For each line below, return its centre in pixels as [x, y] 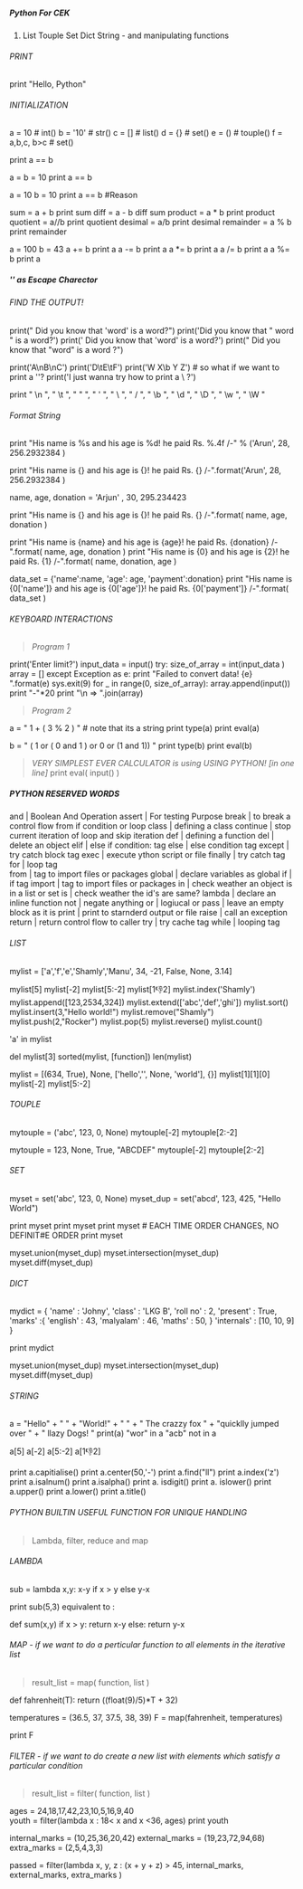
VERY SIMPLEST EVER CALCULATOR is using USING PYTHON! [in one [163, 764]
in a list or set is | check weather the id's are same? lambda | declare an [143, 893]
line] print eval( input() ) [76, 773]
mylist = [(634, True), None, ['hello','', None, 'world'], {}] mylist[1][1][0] [140, 1074]
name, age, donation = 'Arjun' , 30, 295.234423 [98, 498]
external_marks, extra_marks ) [66, 1875]
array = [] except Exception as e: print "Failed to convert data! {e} [131, 674]
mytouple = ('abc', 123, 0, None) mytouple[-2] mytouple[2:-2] [123, 1132]
